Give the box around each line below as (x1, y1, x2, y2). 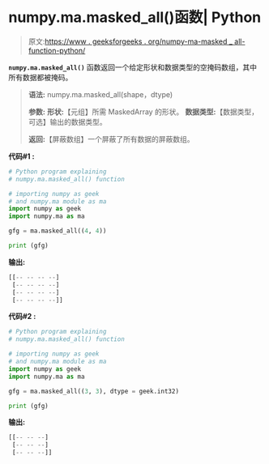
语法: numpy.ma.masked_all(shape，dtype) (28, 89, 173, 99)
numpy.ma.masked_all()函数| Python (8, 8, 262, 27)
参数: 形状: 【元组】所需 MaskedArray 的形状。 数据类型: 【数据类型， (28, 107, 259, 117)
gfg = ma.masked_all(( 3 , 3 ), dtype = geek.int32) (8, 387, 180, 395)
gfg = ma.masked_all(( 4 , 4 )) (8, 227, 107, 236)
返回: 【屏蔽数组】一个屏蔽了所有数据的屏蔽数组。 (28, 134, 194, 143)
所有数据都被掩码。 (8, 72, 73, 82)
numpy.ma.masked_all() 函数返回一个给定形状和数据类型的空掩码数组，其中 (8, 62, 258, 72)
